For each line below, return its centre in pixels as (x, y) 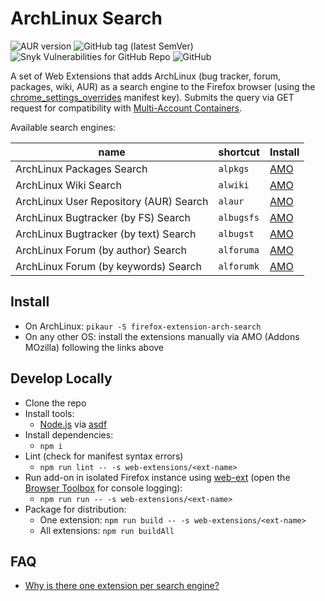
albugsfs (239, 217)
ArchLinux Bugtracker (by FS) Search (103, 217)
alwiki (234, 185)
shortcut (239, 152)
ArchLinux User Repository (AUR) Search (112, 201)
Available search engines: (63, 127)
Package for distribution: (75, 509)
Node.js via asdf (73, 424)
